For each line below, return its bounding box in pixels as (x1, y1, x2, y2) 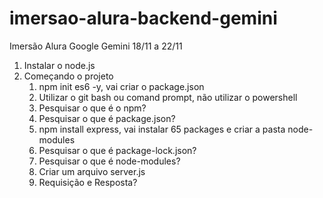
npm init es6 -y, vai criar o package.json (38, 80, 205, 92)
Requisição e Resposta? (38, 176, 138, 188)
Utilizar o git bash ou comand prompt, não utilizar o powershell (38, 91, 298, 103)
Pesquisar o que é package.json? (38, 112, 176, 124)
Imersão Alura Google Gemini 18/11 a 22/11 (9, 40, 183, 52)
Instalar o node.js (23, 59, 96, 71)
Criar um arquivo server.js (38, 165, 146, 177)
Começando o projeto (23, 70, 114, 82)
